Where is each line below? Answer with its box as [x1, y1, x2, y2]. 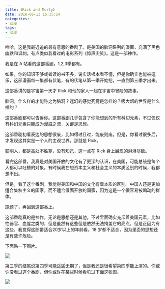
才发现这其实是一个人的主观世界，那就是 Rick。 [5, 138, 102, 143]
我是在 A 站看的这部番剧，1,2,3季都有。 [5, 61, 85, 66]
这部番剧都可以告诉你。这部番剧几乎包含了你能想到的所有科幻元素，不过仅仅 [5, 115, 160, 120]
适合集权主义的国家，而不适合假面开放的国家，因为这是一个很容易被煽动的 [5, 187, 156, 193]
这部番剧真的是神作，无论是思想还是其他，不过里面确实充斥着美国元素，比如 [5, 214, 160, 220]
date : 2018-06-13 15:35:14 [5, 12, 60, 17]
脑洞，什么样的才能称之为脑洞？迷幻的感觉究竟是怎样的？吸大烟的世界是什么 [5, 98, 160, 104]
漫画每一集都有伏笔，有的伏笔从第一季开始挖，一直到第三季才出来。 [22, 77, 160, 83]
